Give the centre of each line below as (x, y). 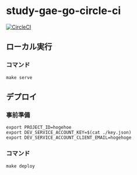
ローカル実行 (29, 47)
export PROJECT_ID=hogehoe (39, 128)
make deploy (20, 166)
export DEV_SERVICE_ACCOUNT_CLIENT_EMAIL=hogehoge (69, 138)
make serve (19, 77)
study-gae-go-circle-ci (64, 11)
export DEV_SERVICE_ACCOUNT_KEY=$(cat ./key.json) (69, 133)
